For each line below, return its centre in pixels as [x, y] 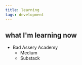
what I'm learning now [41, 35]
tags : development [25, 15]
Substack [30, 58]
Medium [29, 53]
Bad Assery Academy [35, 47]
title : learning [22, 10]
